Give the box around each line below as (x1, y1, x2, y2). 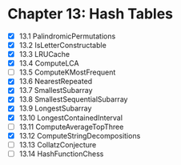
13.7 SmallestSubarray (18, 86, 93, 95)
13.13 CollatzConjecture (18, 139, 97, 149)
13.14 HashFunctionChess (18, 149, 104, 159)
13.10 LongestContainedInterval (18, 113, 123, 123)
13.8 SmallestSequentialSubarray (18, 95, 128, 104)
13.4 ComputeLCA (18, 58, 79, 68)
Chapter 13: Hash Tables (7, 5, 174, 23)
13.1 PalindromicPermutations (18, 31, 116, 41)
